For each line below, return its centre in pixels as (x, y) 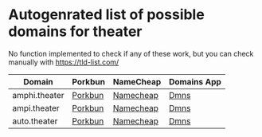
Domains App (195, 81)
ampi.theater (36, 108)
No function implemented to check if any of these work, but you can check (131, 53)
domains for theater (75, 31)
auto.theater (35, 121)
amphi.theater (39, 95)
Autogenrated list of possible (106, 15)
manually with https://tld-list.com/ (64, 62)
